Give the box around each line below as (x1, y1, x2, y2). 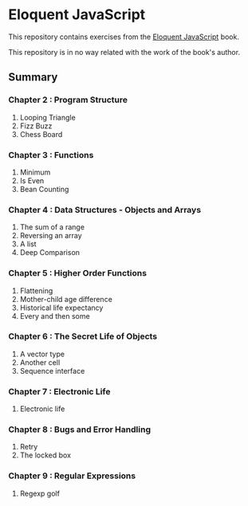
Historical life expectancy (19, 303, 104, 312)
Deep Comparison (19, 248, 81, 257)
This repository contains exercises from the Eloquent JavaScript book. (8, 32, 239, 41)
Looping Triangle (19, 112, 76, 122)
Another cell (19, 357, 61, 367)
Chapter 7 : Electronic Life (8, 386, 111, 397)
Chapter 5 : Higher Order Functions (8, 268, 148, 279)
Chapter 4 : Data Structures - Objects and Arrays (8, 204, 202, 215)
